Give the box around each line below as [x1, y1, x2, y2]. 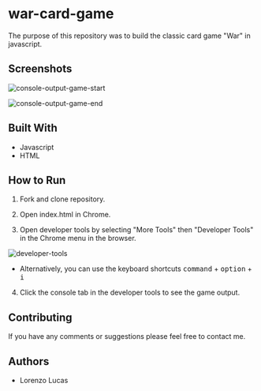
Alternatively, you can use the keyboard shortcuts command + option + [19, 264, 252, 273]
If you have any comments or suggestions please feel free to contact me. [8, 332, 246, 341]
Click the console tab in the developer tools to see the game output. [19, 288, 240, 297]
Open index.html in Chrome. [19, 210, 111, 220]
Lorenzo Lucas [19, 376, 69, 385]
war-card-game [8, 5, 114, 23]
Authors [8, 355, 50, 368]
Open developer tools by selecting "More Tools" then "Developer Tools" [19, 225, 254, 235]
